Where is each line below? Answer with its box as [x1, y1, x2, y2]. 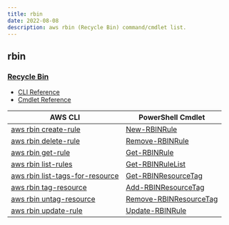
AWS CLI [49, 112, 81, 122]
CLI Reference [17, 88, 61, 96]
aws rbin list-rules [11, 159, 73, 169]
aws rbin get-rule [11, 148, 70, 158]
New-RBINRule [126, 124, 178, 134]
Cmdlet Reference [17, 96, 71, 104]
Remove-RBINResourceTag [126, 194, 218, 204]
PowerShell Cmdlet [138, 112, 205, 122]
